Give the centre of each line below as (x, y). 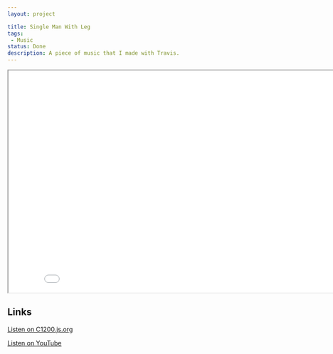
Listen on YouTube (35, 343)
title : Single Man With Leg (49, 27)
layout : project (31, 14)
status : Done (27, 47)
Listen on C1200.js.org (40, 329)
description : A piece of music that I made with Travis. (94, 53)
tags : (15, 33)
